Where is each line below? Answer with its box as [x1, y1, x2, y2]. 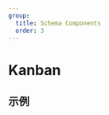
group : [8, 11, 30, 20]
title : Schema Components [15, 19, 102, 27]
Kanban [8, 61, 61, 79]
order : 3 [15, 26, 45, 34]
